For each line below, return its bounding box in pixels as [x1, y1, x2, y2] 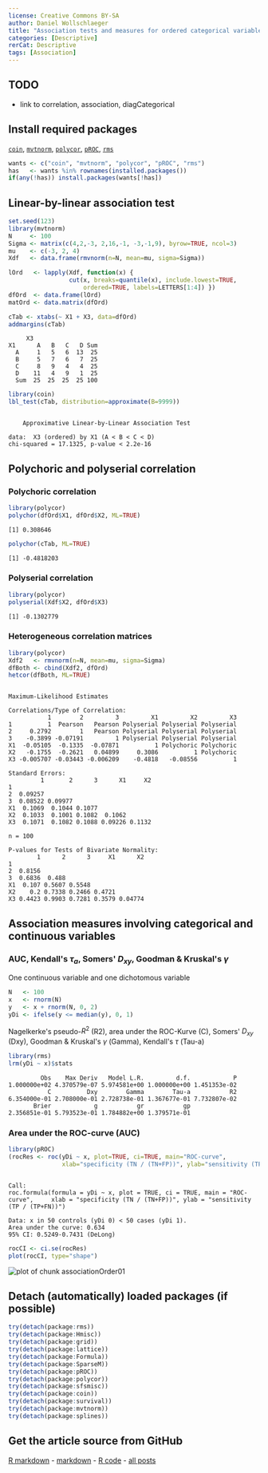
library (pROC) [8, 1146, 56, 1154]
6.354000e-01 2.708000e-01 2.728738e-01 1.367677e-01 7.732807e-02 [8, 1095, 238, 1103]
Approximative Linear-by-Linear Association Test [22, 420, 191, 428]
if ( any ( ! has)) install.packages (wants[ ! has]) [8, 174, 162, 182]
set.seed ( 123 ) [8, 217, 56, 226]
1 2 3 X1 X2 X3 [47, 713, 238, 722]
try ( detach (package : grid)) [8, 1338, 98, 1346]
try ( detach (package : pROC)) [8, 1368, 98, 1376]
